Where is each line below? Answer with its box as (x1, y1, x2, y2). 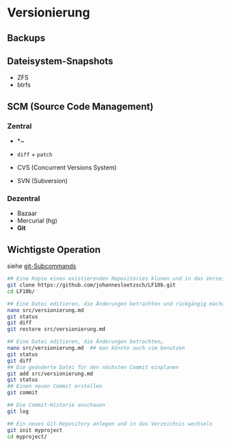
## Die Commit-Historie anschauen (7, 402, 106, 409)
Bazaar (16, 209, 38, 217)
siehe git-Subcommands (7, 262, 77, 270)
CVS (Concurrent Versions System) (16, 163, 117, 172)
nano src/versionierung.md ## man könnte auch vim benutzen (7, 345, 186, 352)
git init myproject (7, 426, 63, 433)
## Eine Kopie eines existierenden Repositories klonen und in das (7, 276, 204, 282)
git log (7, 408, 29, 415)
